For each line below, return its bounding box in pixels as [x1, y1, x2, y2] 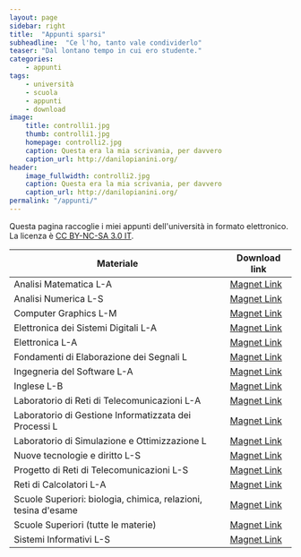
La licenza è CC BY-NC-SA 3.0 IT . [9, 230, 134, 241]
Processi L [13, 420, 58, 433]
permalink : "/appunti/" [9, 196, 99, 206]
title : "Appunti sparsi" [9, 30, 106, 39]
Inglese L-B [13, 380, 64, 392]
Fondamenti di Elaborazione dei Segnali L [13, 350, 188, 363]
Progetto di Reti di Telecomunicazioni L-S [13, 463, 189, 476]
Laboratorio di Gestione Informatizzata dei [13, 408, 191, 421]
